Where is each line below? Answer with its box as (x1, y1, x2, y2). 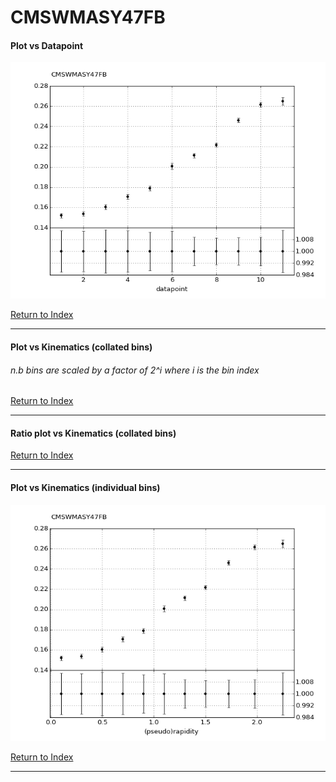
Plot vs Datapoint (10, 39, 84, 51)
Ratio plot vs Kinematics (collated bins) (10, 427, 177, 439)
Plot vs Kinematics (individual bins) (10, 481, 161, 493)
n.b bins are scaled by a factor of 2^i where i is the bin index (10, 364, 260, 376)
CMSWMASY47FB (10, 6, 166, 29)
